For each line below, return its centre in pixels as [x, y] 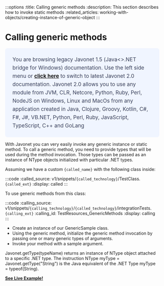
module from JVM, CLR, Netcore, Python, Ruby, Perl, [77, 93]
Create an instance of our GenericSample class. [60, 228]
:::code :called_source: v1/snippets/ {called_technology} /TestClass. [73, 179]
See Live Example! [24, 278]
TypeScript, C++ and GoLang [48, 125]
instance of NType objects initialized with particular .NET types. [69, 160]
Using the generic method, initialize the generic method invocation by [82, 233]
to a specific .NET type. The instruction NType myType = [62, 258]
